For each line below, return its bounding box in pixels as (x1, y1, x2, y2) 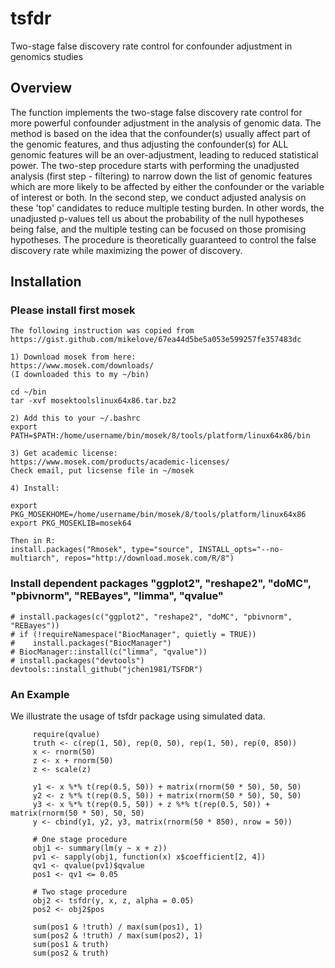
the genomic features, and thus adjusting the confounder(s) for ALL (10, 138, 289, 150)
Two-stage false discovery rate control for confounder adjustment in (10, 40, 293, 52)
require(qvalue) (32, 730, 101, 740)
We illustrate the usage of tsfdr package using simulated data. (10, 710, 266, 722)
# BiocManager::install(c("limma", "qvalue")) (10, 647, 208, 657)
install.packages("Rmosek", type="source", (10, 545, 195, 555)
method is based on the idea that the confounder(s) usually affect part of (10, 127, 311, 139)
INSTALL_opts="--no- (198, 545, 284, 555)
